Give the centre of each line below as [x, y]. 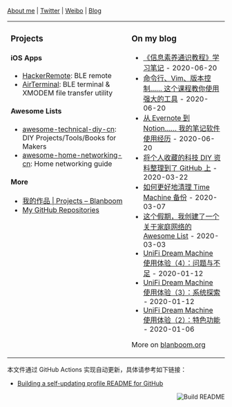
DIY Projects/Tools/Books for [69, 138]
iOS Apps [27, 57]
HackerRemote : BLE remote [67, 75]
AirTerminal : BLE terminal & [66, 84]
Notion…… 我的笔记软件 [182, 128]
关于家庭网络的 [167, 227]
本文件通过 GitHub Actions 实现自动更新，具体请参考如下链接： [97, 369]
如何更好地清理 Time [176, 187]
